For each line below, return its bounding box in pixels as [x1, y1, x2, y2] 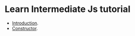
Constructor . [11, 25, 38, 31]
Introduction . [11, 20, 38, 26]
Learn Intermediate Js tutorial [4, 3, 130, 15]
